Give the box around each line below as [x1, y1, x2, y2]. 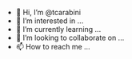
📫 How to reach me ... [15, 42, 90, 51]
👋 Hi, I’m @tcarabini [15, 8, 82, 17]
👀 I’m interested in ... [15, 16, 84, 26]
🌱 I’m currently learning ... [15, 25, 102, 33]
